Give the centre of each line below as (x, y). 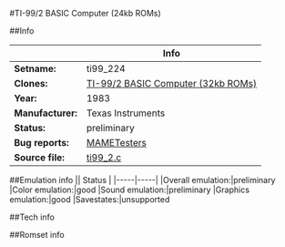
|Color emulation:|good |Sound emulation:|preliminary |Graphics (130, 190)
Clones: (31, 83)
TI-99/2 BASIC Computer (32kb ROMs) (172, 83)
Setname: (35, 69)
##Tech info (32, 217)
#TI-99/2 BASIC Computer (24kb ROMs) (85, 13)
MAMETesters (117, 143)
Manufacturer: (46, 113)
